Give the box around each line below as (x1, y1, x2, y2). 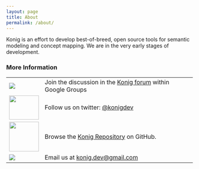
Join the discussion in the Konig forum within (44, 78, 170, 86)
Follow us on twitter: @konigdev (44, 103, 134, 111)
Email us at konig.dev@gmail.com (44, 153, 138, 161)
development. (6, 49, 40, 56)
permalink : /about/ (6, 20, 54, 25)
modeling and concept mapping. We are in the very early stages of (6, 42, 169, 49)
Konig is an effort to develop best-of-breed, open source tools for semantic (6, 36, 190, 43)
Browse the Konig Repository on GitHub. (44, 132, 157, 141)
